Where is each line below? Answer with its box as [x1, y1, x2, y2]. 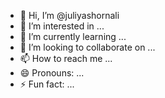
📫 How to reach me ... [19, 53, 113, 64]
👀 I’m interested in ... [19, 20, 105, 32]
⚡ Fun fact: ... [19, 78, 75, 90]
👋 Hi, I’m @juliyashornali [19, 10, 120, 21]
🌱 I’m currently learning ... [19, 31, 127, 42]
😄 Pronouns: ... [19, 67, 85, 79]
